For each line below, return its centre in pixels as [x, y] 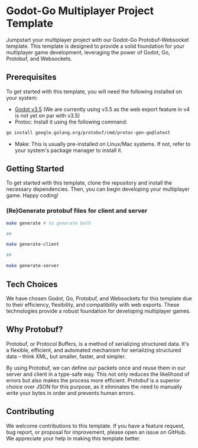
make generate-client [33, 244]
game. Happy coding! [33, 196]
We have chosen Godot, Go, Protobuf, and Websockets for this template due [99, 298]
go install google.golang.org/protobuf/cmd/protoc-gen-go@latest [88, 132]
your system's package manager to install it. [69, 150]
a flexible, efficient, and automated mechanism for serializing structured [94, 350]
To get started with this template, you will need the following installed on [94, 91]
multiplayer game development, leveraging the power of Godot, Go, [88, 52]
